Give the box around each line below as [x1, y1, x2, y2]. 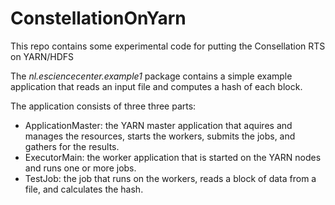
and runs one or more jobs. [24, 162, 137, 174]
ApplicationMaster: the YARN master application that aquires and [24, 119, 293, 131]
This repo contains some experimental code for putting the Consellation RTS [10, 40, 326, 52]
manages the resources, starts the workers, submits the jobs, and [24, 130, 296, 142]
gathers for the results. [24, 140, 120, 152]
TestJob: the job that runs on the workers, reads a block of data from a [24, 172, 317, 184]
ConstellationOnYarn [10, 7, 187, 30]
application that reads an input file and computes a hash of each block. [10, 80, 303, 92]
